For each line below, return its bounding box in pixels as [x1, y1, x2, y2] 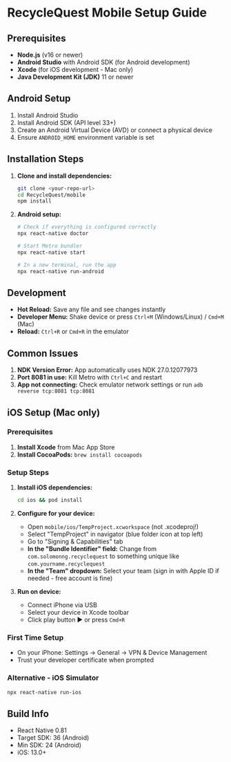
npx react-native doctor [17, 230, 89, 237]
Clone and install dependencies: [17, 171, 112, 180]
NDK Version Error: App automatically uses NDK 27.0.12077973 [17, 366, 198, 374]
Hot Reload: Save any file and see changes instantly [17, 306, 166, 314]
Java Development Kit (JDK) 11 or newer [17, 73, 134, 81]
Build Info [7, 707, 50, 720]
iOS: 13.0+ [17, 748, 47, 756]
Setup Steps [7, 467, 50, 477]
